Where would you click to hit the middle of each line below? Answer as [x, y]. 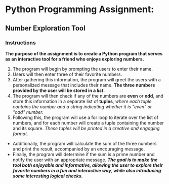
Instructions [21, 43]
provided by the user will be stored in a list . [59, 90]
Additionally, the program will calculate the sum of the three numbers [85, 143]
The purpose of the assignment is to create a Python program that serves [84, 53]
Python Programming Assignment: [80, 9]
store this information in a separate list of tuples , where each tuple [82, 101]
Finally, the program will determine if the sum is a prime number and [84, 154]
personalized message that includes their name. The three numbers [84, 85]
